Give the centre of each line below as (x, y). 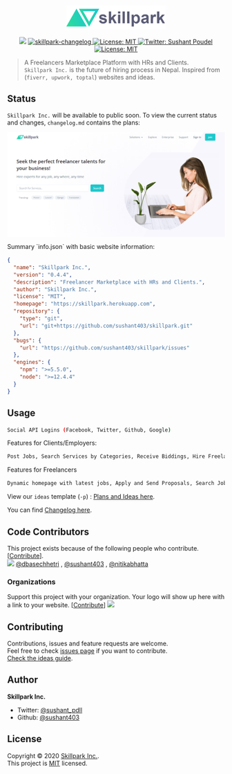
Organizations (31, 582)
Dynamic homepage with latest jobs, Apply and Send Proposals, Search (111, 483)
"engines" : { (32, 362)
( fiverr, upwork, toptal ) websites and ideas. (89, 77)
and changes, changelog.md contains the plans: (74, 122)
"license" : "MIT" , (40, 297)
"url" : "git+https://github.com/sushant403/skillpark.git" (106, 326)
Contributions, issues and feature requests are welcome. (88, 644)
